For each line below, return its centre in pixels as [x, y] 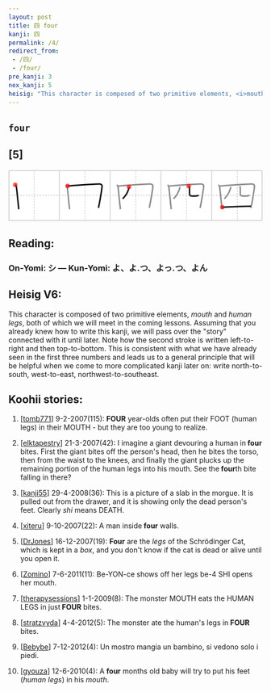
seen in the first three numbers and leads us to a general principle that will [132, 357]
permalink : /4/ [34, 43]
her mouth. [38, 583]
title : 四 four [33, 25]
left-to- [242, 340]
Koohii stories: [46, 400]
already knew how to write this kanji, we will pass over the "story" [118, 331]
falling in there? [46, 477]
